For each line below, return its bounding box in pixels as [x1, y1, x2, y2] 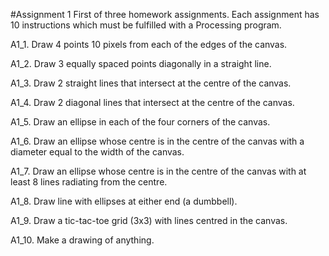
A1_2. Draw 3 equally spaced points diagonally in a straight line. [10, 58, 272, 69]
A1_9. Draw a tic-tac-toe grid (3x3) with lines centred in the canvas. [10, 215, 288, 226]
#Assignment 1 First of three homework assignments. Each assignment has [10, 9, 320, 20]
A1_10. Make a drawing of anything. [10, 234, 155, 246]
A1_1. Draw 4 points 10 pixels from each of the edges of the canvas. [10, 39, 288, 50]
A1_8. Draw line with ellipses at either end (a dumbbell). [10, 195, 238, 207]
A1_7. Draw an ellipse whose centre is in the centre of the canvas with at [10, 165, 307, 177]
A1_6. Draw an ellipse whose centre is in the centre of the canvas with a [10, 135, 305, 147]
